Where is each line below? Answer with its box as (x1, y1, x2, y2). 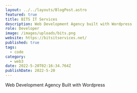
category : (5, 54, 26, 59)
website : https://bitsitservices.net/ (5, 36, 87, 41)
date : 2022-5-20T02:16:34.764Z (5, 63, 71, 68)
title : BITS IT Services (5, 17, 58, 22)
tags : (5, 45, 17, 50)
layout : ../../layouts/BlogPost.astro (5, 7, 87, 13)
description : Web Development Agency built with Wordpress (5, 21, 132, 27)
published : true (5, 40, 39, 45)
